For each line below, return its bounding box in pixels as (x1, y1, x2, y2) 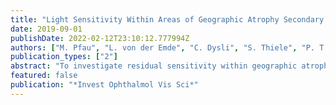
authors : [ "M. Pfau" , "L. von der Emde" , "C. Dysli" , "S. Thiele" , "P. (10, 42, 315, 53)
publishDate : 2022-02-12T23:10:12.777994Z (10, 33, 190, 43)
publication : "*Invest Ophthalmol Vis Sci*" (10, 80, 199, 90)
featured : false (10, 71, 78, 81)
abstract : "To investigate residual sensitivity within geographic (10, 61, 298, 71)
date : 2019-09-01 (10, 24, 83, 34)
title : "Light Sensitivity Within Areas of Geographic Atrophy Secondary (10, 14, 325, 25)
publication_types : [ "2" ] (10, 52, 118, 62)
